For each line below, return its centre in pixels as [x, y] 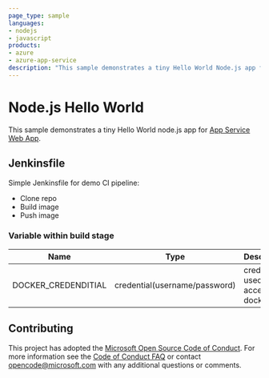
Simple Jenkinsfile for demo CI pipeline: [74, 183]
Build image [39, 207]
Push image [39, 215]
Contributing [41, 329]
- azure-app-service [43, 61]
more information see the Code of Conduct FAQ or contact [105, 356]
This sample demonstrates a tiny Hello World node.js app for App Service [129, 130]
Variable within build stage [61, 235]
